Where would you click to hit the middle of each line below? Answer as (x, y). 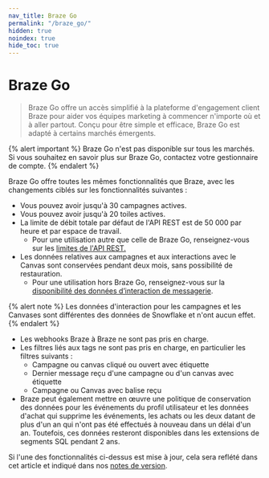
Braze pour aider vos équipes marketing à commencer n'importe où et (144, 116)
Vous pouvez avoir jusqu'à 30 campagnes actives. (103, 206)
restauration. (41, 274)
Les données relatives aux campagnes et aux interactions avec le (128, 257)
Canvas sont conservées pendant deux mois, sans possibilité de (126, 265)
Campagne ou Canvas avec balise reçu (97, 390)
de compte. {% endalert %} (54, 166)
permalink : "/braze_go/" (50, 23)
